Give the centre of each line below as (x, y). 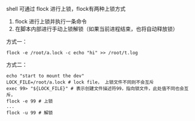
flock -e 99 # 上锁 (30, 101)
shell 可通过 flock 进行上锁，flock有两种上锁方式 (66, 9)
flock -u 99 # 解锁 (30, 113)
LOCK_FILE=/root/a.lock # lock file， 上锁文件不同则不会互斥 (80, 82)
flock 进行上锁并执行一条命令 (51, 21)
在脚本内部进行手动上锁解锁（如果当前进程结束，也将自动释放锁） (96, 29)
